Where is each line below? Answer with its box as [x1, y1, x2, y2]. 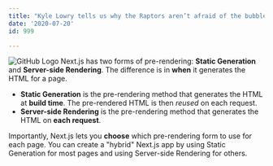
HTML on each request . [19, 116, 102, 125]
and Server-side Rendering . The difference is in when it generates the [8, 65, 246, 75]
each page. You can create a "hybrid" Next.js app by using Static [8, 140, 226, 150]
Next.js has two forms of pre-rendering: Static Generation [60, 56, 256, 66]
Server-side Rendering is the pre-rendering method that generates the [19, 107, 259, 116]
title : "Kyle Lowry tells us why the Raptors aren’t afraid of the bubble [8, 11, 267, 20]
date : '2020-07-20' [8, 20, 75, 28]
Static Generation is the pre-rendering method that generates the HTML [19, 90, 263, 99]
